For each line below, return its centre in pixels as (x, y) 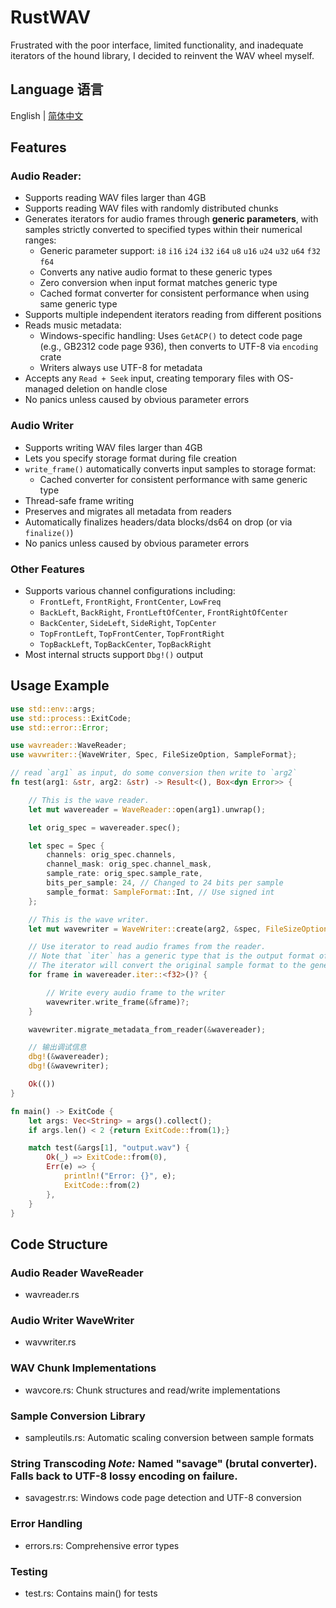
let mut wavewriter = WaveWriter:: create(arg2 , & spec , (145, 929)
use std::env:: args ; (53, 709)
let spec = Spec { (66, 846)
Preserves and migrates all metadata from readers (128, 511)
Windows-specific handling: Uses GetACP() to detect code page (171, 336)
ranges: (40, 240)
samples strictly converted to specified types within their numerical (163, 230)
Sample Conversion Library (78, 1416)
